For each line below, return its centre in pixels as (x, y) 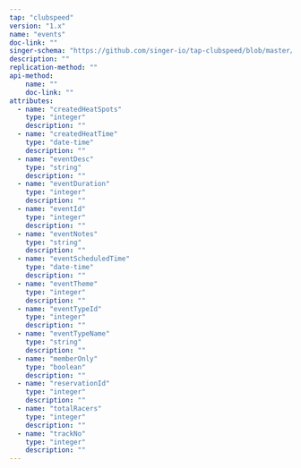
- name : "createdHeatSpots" (70, 109)
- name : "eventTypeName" (64, 334)
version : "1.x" (38, 26)
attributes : (31, 101)
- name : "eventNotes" (58, 234)
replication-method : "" (54, 68)
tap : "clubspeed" (42, 17)
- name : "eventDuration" (64, 184)
